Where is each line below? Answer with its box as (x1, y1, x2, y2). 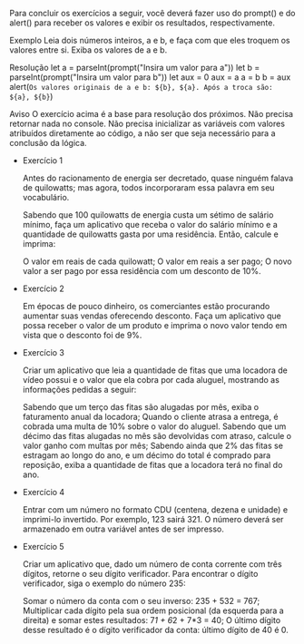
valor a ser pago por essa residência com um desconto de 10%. (22, 266, 261, 276)
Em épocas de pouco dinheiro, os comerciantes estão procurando (22, 301, 270, 311)
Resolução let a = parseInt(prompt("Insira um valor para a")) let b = (9, 63, 260, 73)
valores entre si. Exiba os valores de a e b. (9, 44, 168, 55)
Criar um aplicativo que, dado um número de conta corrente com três (22, 559, 283, 570)
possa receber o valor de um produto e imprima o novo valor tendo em (22, 320, 288, 330)
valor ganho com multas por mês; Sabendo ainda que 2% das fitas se (22, 440, 284, 451)
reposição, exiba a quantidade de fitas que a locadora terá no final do (22, 460, 283, 470)
